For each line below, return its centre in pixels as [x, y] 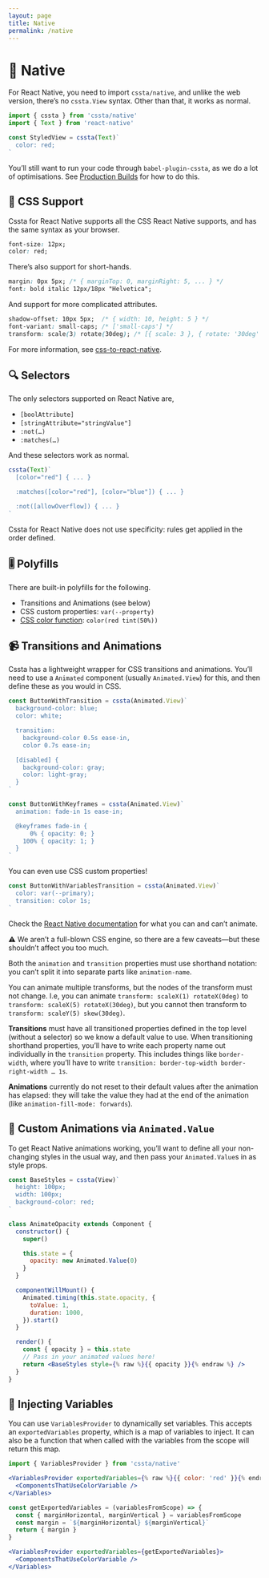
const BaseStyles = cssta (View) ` [64, 1179]
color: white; [39, 716]
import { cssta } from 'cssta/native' [73, 116]
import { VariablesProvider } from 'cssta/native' [94, 1464]
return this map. [35, 1449]
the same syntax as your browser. [64, 229]
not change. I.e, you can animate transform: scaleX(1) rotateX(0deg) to [128, 996]
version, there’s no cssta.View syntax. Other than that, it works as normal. [130, 101]
